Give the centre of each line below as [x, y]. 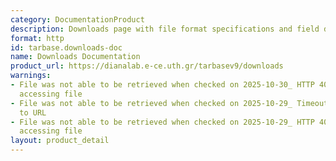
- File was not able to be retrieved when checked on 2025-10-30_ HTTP [162, 85]
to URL [33, 112]
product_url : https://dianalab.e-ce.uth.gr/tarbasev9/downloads [147, 66]
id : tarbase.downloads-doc [66, 47]
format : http [37, 38]
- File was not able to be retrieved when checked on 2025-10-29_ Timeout [169, 103]
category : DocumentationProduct [77, 19]
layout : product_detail [60, 141]
